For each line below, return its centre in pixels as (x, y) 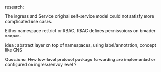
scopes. (13, 36)
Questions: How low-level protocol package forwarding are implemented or (80, 59)
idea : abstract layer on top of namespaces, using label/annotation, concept (80, 45)
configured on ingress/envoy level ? (41, 65)
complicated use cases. (29, 21)
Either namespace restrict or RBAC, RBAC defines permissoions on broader (80, 30)
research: (15, 7)
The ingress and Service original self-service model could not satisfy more (80, 16)
